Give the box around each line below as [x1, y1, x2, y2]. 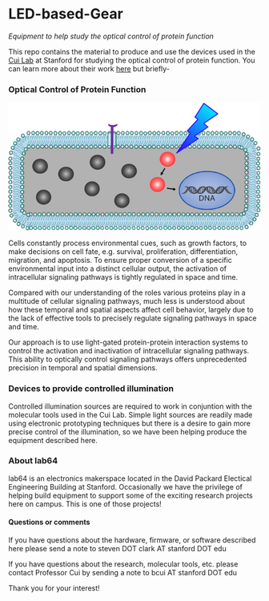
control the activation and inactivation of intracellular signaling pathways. [8, 346, 250, 356]
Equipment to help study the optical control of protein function [8, 31, 215, 41]
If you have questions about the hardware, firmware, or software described [8, 535, 256, 545]
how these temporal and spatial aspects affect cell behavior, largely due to [8, 305, 254, 315]
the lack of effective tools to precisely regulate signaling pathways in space [8, 313, 257, 323]
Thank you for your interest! [8, 583, 100, 593]
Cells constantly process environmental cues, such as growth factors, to [8, 238, 247, 248]
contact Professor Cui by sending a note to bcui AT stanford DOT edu [8, 568, 238, 578]
